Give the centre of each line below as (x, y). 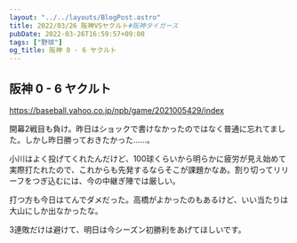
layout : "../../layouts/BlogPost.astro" (85, 17)
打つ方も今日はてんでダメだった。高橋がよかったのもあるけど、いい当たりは (149, 200)
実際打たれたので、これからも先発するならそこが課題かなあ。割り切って (141, 169)
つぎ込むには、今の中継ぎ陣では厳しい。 (106, 180)
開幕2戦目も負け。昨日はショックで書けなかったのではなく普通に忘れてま (144, 129)
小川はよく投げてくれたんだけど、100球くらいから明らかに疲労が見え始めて (148, 158)
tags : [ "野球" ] (36, 42)
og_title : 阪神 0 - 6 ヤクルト (63, 51)
